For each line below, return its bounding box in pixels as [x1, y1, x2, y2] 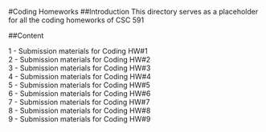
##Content [8, 31, 44, 40]
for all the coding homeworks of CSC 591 [8, 15, 145, 25]
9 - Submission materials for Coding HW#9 [8, 114, 151, 123]
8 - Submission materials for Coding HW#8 [8, 106, 151, 115]
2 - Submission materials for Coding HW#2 [8, 55, 151, 64]
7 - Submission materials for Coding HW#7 [8, 98, 150, 106]
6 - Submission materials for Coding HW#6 [8, 89, 151, 98]
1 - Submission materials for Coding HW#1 [8, 46, 148, 55]
